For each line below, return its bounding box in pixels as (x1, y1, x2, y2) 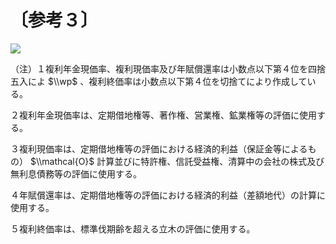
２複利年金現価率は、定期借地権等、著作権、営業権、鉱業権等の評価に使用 (10, 109, 317, 121)
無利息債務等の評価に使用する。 (10, 167, 142, 180)
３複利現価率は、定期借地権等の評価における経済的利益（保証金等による (10, 142, 308, 155)
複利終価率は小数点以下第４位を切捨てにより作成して (88, 75, 308, 87)
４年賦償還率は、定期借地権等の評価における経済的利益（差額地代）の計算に (10, 189, 326, 201)
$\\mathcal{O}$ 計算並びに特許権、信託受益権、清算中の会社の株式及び (29, 155, 325, 167)
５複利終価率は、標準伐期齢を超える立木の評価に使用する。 (10, 222, 256, 235)
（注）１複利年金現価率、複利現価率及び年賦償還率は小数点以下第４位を (10, 62, 308, 75)
